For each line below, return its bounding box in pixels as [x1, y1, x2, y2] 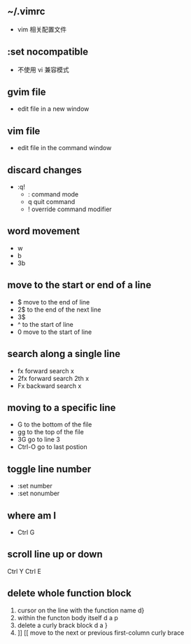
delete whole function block [7, 587, 132, 599]
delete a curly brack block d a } [17, 621, 108, 629]
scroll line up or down [7, 549, 103, 561]
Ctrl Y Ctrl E [7, 567, 42, 575]
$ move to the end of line [17, 297, 90, 306]
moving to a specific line [7, 401, 116, 413]
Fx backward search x [17, 382, 82, 390]
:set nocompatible [7, 46, 89, 58]
